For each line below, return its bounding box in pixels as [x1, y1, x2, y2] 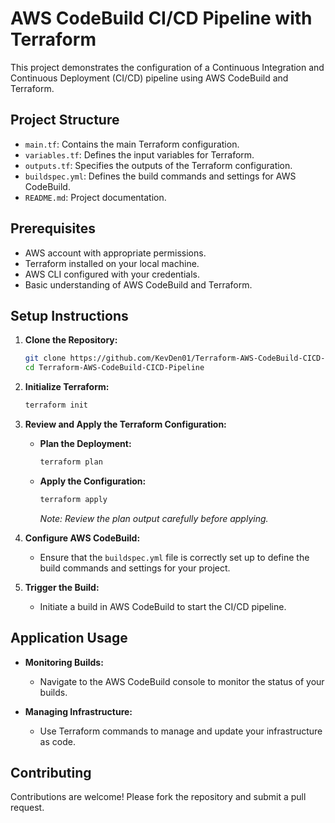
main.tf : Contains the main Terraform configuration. [24, 138, 240, 150]
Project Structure [10, 112, 120, 129]
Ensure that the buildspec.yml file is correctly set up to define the [39, 551, 310, 563]
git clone [24, 353, 67, 364]
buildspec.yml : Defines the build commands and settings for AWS [24, 170, 297, 182]
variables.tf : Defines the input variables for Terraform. [24, 148, 255, 161]
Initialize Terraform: [24, 381, 110, 393]
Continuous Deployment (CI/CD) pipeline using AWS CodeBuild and [10, 72, 289, 84]
